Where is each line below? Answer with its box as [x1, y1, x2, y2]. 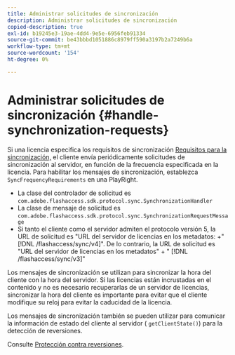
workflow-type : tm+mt [7, 43, 71, 50]
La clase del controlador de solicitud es [17, 189, 131, 197]
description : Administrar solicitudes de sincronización [7, 17, 177, 24]
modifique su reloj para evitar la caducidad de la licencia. [7, 297, 173, 306]
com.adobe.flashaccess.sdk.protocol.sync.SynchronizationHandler [17, 197, 213, 204]
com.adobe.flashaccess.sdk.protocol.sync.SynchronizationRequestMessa [17, 212, 229, 220]
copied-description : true [7, 23, 83, 30]
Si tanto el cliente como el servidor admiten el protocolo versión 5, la [17, 225, 216, 233]
